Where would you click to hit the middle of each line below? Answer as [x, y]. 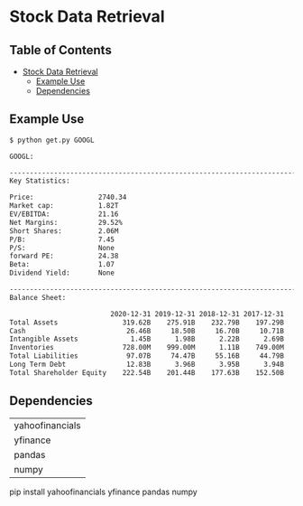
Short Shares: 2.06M [64, 231]
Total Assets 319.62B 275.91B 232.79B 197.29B [147, 323]
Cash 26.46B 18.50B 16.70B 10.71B [147, 331]
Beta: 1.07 [62, 265]
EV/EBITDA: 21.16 [64, 214]
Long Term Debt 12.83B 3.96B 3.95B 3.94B [147, 365]
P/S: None [62, 248]
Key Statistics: [40, 181]
